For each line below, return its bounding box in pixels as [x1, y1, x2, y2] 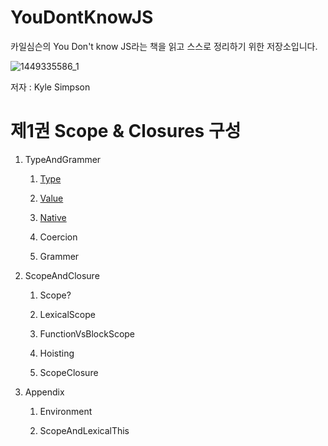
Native [39, 211, 67, 223]
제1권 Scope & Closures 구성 [10, 120, 242, 143]
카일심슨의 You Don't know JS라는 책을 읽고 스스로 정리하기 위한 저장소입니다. [10, 40, 318, 52]
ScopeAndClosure [24, 269, 100, 281]
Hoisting [39, 347, 75, 359]
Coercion [39, 231, 78, 243]
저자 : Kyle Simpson [10, 81, 91, 93]
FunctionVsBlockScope [39, 327, 136, 340]
